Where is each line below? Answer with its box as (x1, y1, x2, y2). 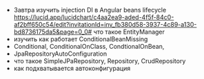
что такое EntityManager (93, 27, 165, 36)
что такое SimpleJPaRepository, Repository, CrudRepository (13, 57, 186, 65)
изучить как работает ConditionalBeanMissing (13, 35, 148, 43)
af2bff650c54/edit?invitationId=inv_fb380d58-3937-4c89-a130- (13, 21, 197, 28)
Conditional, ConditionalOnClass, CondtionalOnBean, (13, 43, 165, 50)
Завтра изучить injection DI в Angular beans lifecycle (13, 6, 167, 14)
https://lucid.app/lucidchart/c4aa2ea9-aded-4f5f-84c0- (13, 13, 174, 21)
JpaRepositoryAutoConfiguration (13, 49, 108, 58)
